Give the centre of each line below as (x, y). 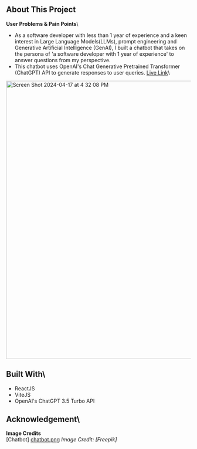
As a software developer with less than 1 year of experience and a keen (101, 35)
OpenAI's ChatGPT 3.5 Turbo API (55, 401)
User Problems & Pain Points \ (42, 23)
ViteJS (23, 394)
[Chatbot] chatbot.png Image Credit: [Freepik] (62, 440)
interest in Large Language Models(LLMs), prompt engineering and (96, 41)
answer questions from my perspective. (62, 60)
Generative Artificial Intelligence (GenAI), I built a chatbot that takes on (100, 48)
